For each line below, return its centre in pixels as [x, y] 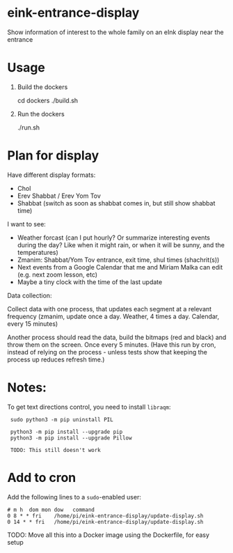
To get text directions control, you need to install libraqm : [89, 407]
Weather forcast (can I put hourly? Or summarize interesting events [114, 237]
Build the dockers [42, 87]
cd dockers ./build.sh [48, 100]
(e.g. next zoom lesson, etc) [57, 274]
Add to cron [42, 477]
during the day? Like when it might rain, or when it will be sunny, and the [121, 244]
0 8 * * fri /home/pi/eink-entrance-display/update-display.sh [105, 516]
